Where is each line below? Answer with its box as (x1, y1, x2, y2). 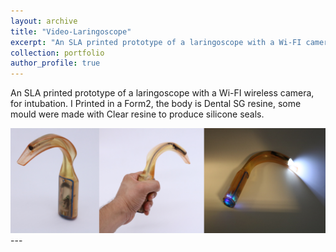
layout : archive (10, 16, 78, 26)
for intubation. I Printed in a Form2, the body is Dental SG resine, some (10, 98, 302, 110)
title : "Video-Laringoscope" (10, 26, 132, 37)
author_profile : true (10, 58, 101, 69)
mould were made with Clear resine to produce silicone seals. (10, 108, 265, 120)
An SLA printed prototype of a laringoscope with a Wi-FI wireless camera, (10, 87, 315, 99)
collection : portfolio (10, 48, 105, 58)
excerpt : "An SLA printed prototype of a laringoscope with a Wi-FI (10, 37, 302, 47)
